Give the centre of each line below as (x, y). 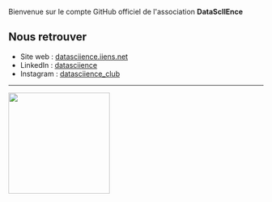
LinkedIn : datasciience (59, 65)
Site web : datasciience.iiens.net (74, 57)
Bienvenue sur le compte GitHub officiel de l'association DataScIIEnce (126, 12)
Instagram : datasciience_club (70, 74)
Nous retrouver (48, 37)
